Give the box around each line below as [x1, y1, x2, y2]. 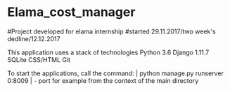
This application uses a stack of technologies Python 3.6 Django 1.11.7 [7, 48, 210, 56]
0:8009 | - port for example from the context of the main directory [7, 76, 199, 84]
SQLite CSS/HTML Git [7, 55, 71, 63]
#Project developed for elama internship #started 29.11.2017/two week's [7, 27, 216, 36]
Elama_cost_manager [7, 4, 136, 20]
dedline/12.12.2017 [7, 34, 60, 43]
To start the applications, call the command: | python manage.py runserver [7, 69, 224, 77]
